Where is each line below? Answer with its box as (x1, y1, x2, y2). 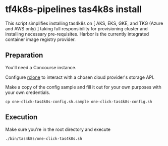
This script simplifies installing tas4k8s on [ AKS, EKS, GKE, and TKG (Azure (5, 20, 163, 26)
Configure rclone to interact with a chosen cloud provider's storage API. (5, 74, 155, 80)
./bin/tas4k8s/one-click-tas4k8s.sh (5, 136, 82, 141)
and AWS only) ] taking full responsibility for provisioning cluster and (5, 25, 148, 31)
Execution (5, 113, 38, 122)
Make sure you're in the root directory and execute (5, 126, 111, 132)
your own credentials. (5, 89, 50, 95)
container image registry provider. (5, 36, 76, 42)
